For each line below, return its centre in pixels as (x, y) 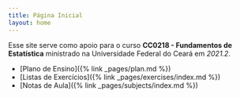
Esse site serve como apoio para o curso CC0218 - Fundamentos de (120, 45)
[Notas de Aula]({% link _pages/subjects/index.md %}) (109, 85)
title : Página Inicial (45, 15)
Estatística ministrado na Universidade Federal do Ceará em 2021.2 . (120, 53)
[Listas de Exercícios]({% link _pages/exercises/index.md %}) (120, 77)
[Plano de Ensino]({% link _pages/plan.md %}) (95, 68)
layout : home (30, 23)
